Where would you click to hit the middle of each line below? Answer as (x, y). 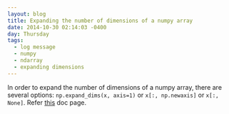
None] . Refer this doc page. (47, 102)
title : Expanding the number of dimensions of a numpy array (100, 21)
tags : (15, 41)
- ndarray (28, 61)
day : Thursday (29, 34)
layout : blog (27, 14)
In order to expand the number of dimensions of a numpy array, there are (115, 87)
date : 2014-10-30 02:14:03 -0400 (57, 27)
